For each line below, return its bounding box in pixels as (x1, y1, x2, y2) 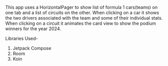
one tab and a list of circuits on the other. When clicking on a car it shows (5, 10, 159, 16)
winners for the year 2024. (5, 26, 61, 32)
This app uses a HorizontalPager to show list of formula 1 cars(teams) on (5, 5, 158, 10)
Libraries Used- (5, 35, 38, 41)
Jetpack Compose (12, 45, 52, 51)
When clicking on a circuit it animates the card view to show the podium (5, 20, 156, 26)
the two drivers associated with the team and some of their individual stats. (5, 15, 163, 21)
